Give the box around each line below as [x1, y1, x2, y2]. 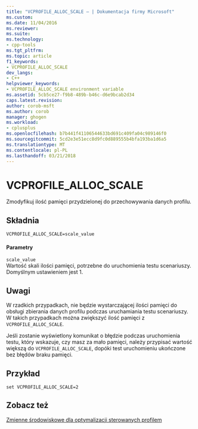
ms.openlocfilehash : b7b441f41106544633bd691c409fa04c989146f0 [6, 130, 167, 137]
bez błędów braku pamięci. [6, 351, 73, 358]
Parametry [6, 244, 33, 251]
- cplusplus [6, 125, 36, 131]
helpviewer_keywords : [6, 81, 60, 87]
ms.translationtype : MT [6, 141, 66, 148]
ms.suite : [6, 31, 31, 37]
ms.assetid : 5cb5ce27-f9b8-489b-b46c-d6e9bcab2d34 [6, 92, 135, 98]
